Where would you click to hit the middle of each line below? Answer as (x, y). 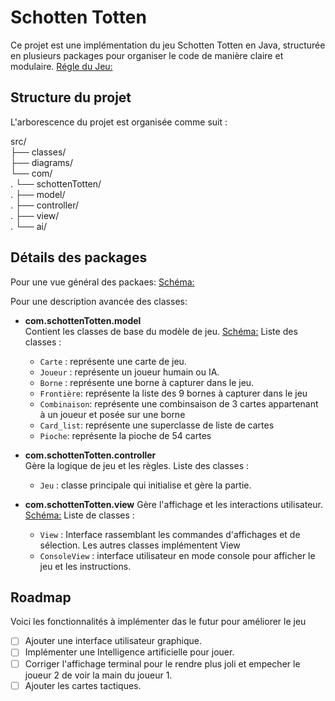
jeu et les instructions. (85, 566)
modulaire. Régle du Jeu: (61, 66)
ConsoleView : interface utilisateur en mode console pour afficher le (177, 555)
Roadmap (41, 597)
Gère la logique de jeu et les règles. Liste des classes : (136, 465)
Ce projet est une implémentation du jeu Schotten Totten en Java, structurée (168, 45)
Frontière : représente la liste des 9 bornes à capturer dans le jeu (173, 393)
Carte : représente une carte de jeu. (113, 361)
